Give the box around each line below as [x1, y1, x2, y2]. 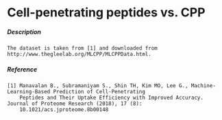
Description [7, 27, 42, 35]
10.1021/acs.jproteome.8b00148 [19, 106, 109, 113]
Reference [7, 65, 38, 73]
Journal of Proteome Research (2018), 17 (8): [7, 100, 143, 107]
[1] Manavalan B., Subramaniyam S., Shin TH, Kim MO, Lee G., [7, 82, 188, 89]
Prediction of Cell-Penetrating [53, 89, 146, 95]
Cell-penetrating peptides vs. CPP [7, 5, 206, 20]
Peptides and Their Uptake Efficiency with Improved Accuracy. [19, 94, 204, 102]
